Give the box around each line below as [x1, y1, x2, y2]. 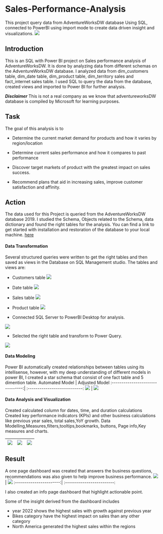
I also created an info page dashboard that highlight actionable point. [5, 489, 144, 494]
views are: [5, 264, 26, 270]
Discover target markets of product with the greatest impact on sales [12, 164, 150, 170]
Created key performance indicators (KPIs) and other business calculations [5, 412, 156, 418]
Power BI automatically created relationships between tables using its [5, 364, 145, 370]
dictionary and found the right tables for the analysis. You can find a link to [5, 221, 155, 228]
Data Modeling [5, 353, 36, 359]
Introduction [5, 45, 44, 53]
